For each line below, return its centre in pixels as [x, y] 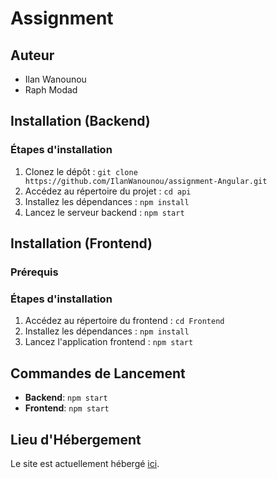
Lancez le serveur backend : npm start [104, 212]
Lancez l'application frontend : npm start [109, 342]
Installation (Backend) [80, 121]
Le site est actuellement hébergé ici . [85, 463]
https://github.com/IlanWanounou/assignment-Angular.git [146, 181]
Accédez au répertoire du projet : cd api [108, 191]
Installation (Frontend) [81, 243]
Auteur [32, 55]
